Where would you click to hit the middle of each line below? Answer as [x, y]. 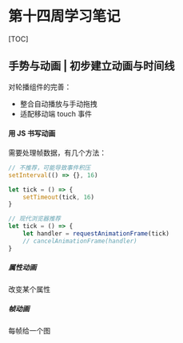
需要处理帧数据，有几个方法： [57, 152]
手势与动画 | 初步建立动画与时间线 [91, 66]
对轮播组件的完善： [40, 87]
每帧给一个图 [29, 330]
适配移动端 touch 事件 [56, 113]
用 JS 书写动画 [32, 133]
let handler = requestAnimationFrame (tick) [96, 234]
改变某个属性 [29, 289]
